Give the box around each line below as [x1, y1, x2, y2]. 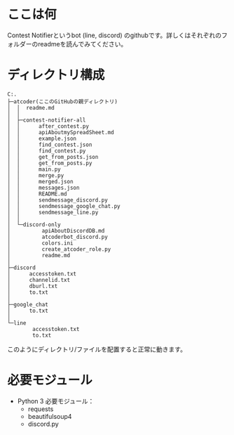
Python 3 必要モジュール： [17, 396, 95, 405]
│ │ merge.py [7, 171, 64, 179]
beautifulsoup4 [27, 412, 72, 420]
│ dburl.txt [7, 283, 58, 290]
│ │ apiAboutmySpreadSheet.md [7, 129, 114, 136]
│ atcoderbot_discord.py [7, 233, 109, 240]
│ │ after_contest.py [7, 122, 90, 130]
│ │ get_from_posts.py [7, 160, 92, 167]
